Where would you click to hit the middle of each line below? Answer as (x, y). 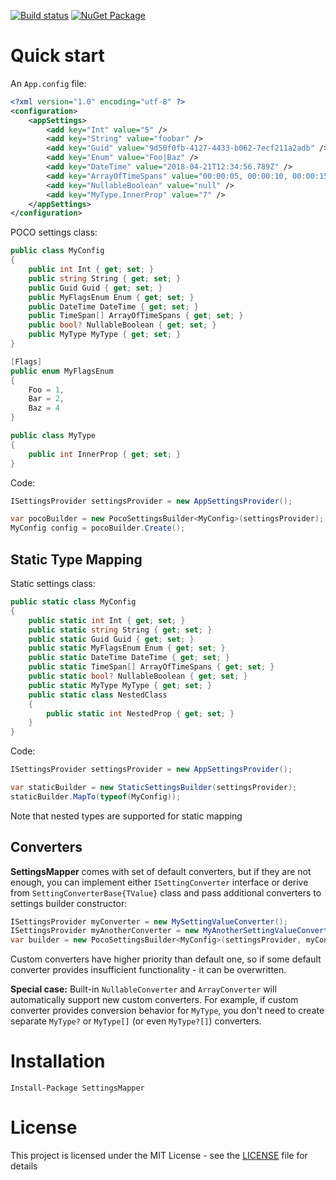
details (24, 1166)
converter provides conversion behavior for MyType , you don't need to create (167, 1011)
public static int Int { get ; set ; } (107, 620)
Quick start (57, 56)
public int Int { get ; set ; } (91, 270)
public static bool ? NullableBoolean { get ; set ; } (138, 676)
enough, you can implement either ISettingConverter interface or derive (159, 882)
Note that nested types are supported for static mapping (126, 816)
